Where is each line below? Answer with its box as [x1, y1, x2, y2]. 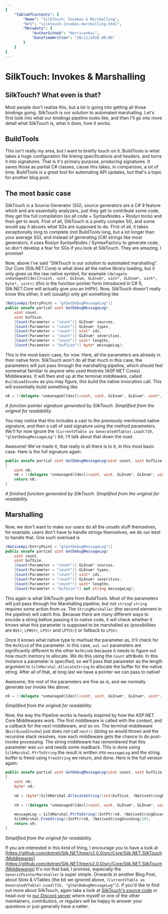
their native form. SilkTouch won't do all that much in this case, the [5, 357, 142, 363]
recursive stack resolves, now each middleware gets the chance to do [5, 734, 149, 740]
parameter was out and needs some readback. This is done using [5, 744, 140, 750]
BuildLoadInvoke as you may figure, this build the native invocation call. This [5, 378, 162, 384]
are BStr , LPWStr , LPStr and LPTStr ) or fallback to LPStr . [5, 627, 119, 633]
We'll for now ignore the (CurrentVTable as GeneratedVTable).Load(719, [5, 428, 154, 434]
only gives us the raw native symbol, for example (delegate [5, 271, 127, 277]
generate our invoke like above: [5, 684, 70, 690]
